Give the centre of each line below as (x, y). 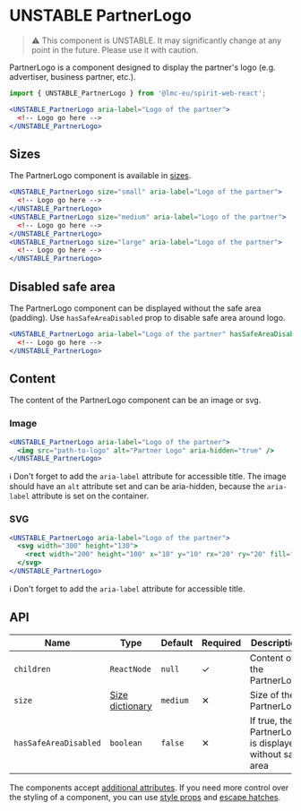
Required (221, 643)
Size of (264, 695)
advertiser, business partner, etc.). (73, 76)
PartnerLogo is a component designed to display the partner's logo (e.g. (142, 67)
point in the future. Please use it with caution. (115, 49)
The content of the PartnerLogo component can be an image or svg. (135, 401)
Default (177, 643)
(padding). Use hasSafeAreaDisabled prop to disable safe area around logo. (147, 317)
